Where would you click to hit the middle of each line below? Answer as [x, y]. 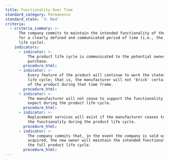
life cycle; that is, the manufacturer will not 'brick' [89, 80]
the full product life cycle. [59, 145]
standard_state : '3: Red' [32, 19]
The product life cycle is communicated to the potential [90, 56]
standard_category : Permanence [38, 15]
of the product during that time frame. [70, 84]
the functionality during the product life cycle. [82, 122]
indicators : [27, 47]
